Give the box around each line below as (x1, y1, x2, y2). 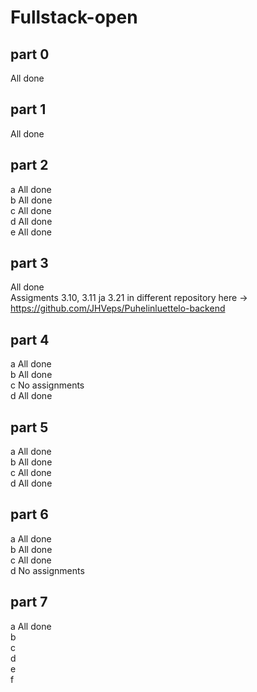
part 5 (10, 419, 49, 436)
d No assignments (10, 564, 85, 576)
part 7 (10, 594, 48, 611)
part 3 (10, 255, 49, 272)
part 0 (10, 46, 50, 63)
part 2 (10, 157, 49, 174)
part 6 (10, 506, 49, 523)
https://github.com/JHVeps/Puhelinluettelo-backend (10, 302, 226, 315)
